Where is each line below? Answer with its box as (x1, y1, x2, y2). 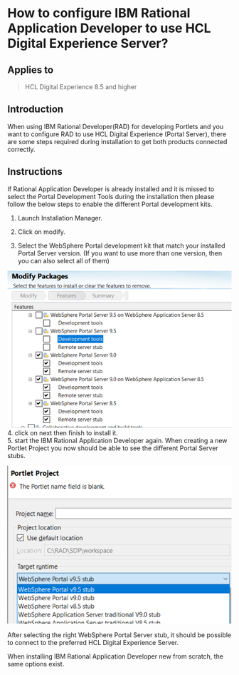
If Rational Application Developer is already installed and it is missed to (7, 184, 215, 193)
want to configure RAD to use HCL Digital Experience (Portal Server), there (7, 130, 226, 138)
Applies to (7, 64, 54, 76)
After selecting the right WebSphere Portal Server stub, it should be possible (7, 631, 232, 639)
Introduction (7, 103, 64, 116)
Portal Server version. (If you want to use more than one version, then (17, 248, 223, 258)
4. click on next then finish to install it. (7, 429, 119, 437)
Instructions (7, 166, 63, 178)
